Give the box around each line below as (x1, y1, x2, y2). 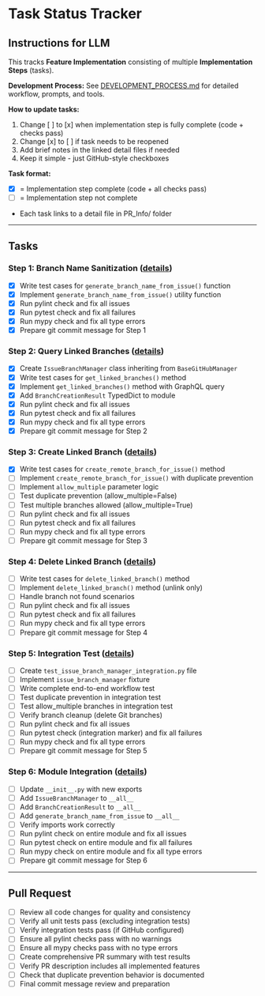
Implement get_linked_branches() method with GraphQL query (19, 381, 225, 391)
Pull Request (8, 886, 72, 900)
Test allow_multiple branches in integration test (19, 701, 174, 711)
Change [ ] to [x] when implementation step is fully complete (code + (19, 120, 244, 129)
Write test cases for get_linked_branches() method (19, 372, 187, 382)
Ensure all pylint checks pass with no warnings (19, 934, 172, 944)
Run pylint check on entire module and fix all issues (19, 829, 187, 839)
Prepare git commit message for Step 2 (19, 426, 147, 436)
